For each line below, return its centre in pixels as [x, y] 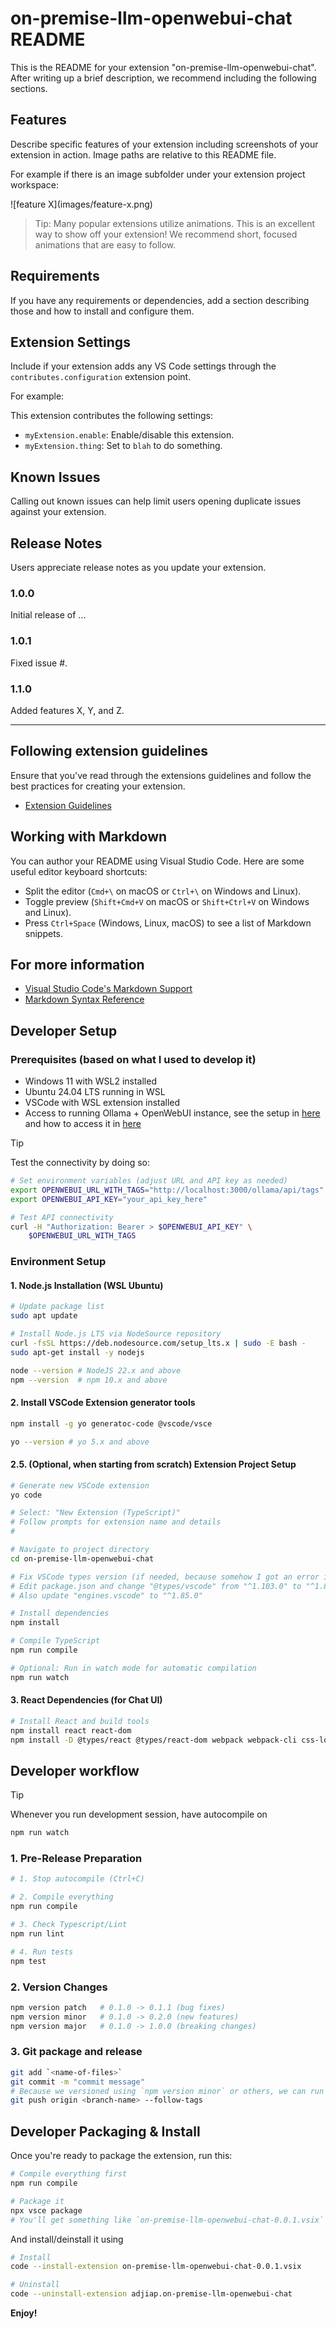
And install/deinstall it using [67, 2239]
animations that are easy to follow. [105, 244]
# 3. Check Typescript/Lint [69, 1925]
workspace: [34, 184]
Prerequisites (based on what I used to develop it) [133, 1059]
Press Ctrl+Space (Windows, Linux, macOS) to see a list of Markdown [168, 923]
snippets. [44, 933]
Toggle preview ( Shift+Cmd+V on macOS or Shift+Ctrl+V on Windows [167, 901]
